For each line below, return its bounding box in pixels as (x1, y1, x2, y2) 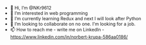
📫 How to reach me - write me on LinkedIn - (10, 27, 105, 32)
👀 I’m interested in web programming (10, 10, 88, 16)
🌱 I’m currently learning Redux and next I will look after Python (10, 16, 141, 21)
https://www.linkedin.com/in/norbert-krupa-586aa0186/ (10, 34, 128, 40)
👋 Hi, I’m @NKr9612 (10, 5, 52, 11)
